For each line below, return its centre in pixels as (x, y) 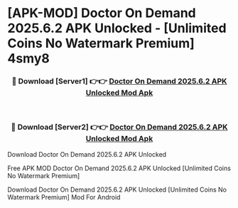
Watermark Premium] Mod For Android (64, 197)
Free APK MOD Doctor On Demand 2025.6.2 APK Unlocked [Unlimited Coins (119, 168)
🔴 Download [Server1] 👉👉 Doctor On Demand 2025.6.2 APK (119, 81)
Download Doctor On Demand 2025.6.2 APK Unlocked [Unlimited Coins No (117, 189)
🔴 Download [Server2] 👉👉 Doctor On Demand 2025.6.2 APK (119, 128)
